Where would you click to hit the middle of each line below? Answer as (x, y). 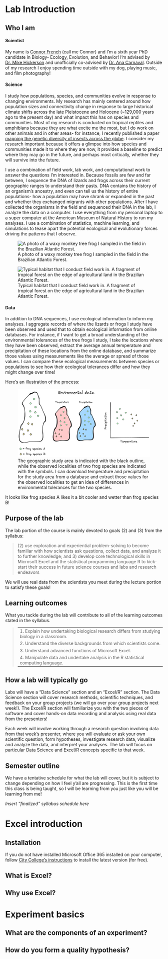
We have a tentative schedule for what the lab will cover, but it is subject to (82, 777)
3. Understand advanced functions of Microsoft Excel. (75, 650)
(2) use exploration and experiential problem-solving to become (83, 545)
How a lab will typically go (47, 680)
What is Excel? (28, 876)
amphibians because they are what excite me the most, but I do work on (79, 128)
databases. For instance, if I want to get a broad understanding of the (77, 335)
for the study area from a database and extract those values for (83, 477)
